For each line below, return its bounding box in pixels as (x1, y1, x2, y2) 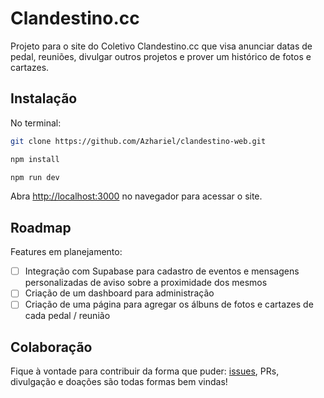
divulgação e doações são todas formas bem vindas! (10, 376, 228, 388)
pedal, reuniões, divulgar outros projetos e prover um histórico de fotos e (10, 50, 312, 62)
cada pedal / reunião (24, 310, 111, 322)
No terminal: (10, 117, 62, 129)
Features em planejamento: (10, 246, 123, 258)
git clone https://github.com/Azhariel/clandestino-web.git (10, 136, 267, 146)
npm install (10, 154, 60, 164)
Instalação (10, 90, 78, 107)
